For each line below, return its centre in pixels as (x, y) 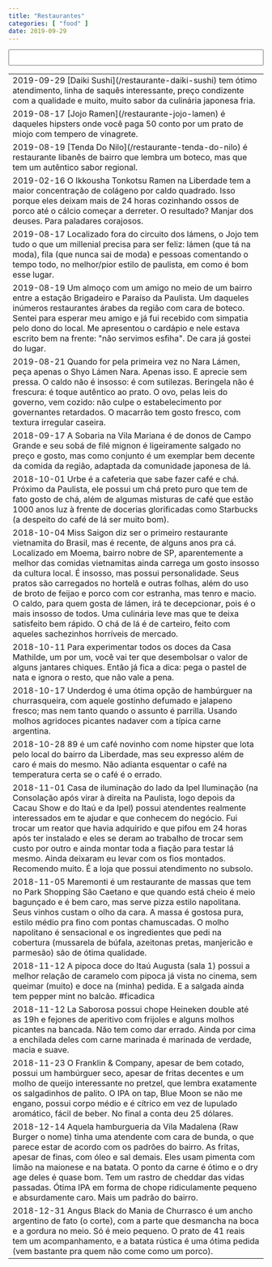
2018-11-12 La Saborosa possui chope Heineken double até (131, 1010)
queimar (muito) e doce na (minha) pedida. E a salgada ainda (128, 986)
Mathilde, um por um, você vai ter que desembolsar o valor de (130, 657)
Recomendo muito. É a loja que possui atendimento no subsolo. (133, 869)
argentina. (32, 731)
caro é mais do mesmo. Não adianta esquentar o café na (120, 764)
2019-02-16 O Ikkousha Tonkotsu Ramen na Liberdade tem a (132, 181)
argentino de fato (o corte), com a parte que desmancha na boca (136, 1221)
